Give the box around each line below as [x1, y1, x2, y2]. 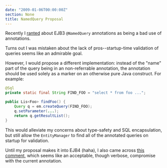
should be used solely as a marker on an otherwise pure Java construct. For [5, 71, 162, 77]
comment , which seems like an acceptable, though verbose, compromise [5, 153, 156, 159]
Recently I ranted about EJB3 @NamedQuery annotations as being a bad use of [5, 30, 162, 36]
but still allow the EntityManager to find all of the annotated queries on [5, 132, 149, 138]
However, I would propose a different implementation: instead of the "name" [5, 60, 162, 66]
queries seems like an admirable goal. [5, 50, 83, 56]
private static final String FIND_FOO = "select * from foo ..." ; [5, 90, 146, 95]
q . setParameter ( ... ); [14, 108, 59, 114]
